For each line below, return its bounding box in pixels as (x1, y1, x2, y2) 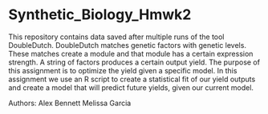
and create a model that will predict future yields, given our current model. (8, 82, 254, 92)
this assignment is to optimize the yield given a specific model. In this (8, 65, 238, 75)
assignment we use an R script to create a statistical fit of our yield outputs (8, 74, 256, 84)
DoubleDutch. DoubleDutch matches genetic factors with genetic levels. (8, 40, 247, 49)
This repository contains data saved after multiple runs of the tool (8, 32, 225, 41)
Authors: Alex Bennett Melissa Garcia (8, 98, 132, 108)
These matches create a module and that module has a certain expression (8, 49, 254, 58)
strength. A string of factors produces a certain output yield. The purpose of (8, 57, 261, 67)
